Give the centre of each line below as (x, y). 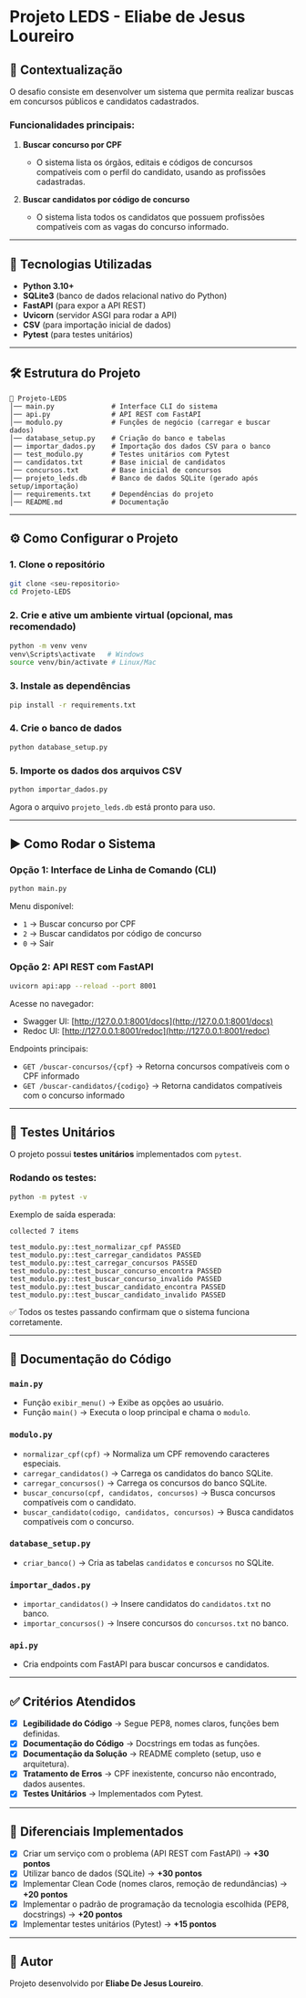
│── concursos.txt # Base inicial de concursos (116, 470)
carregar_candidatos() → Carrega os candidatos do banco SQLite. (148, 1473)
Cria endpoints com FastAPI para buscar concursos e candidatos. (146, 1664)
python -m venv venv (49, 646)
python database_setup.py (58, 747)
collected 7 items (44, 1231)
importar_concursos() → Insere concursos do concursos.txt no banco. (156, 1623)
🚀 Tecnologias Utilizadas (81, 264)
